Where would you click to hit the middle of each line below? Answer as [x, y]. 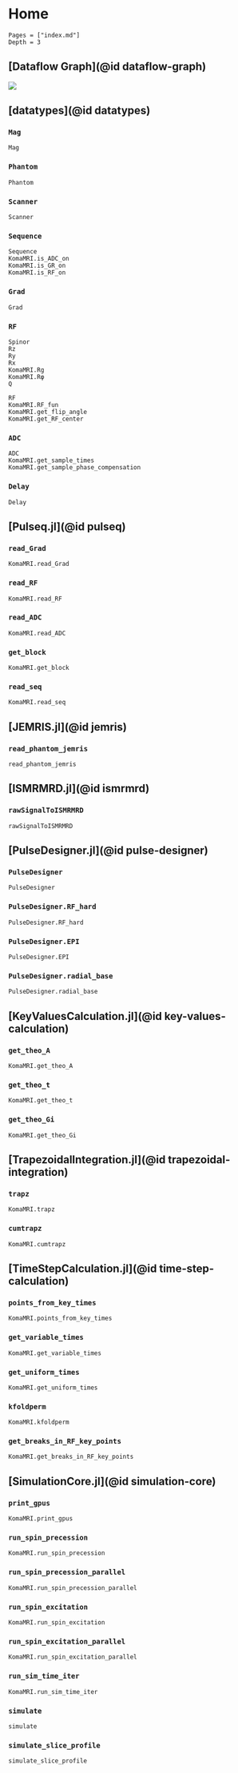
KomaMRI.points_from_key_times [60, 1319]
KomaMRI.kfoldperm [39, 1422]
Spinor [19, 342]
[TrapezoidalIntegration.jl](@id [87, 1160]
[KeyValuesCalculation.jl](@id [85, 1016]
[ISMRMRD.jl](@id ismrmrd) [79, 789]
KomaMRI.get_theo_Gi [43, 1135]
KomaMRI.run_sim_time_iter [53, 1691]
